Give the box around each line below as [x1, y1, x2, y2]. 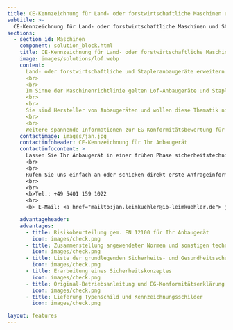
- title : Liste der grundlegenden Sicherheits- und [25, 254, 178, 262]
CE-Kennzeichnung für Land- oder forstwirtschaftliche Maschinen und [13, 23, 218, 30]
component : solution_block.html [19, 42, 113, 49]
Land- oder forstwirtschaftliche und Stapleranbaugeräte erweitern [25, 68, 225, 75]
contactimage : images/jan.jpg [19, 132, 107, 139]
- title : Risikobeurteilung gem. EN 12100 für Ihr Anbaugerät [25, 229, 209, 236]
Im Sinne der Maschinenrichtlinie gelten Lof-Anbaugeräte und [25, 87, 209, 94]
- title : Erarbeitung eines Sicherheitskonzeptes [25, 268, 172, 275]
